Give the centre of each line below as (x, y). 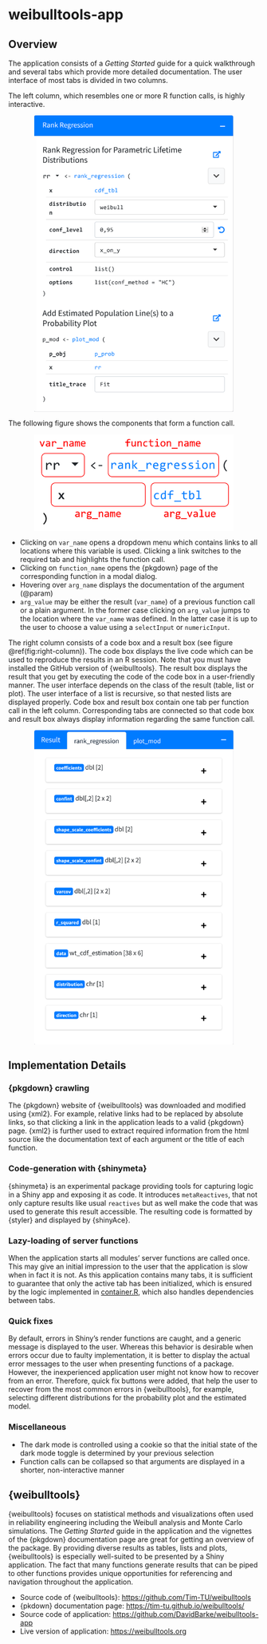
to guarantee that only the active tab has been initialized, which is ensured (130, 1284)
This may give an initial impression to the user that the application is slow (128, 1266)
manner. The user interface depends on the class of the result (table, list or (132, 685)
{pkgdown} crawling (49, 1088)
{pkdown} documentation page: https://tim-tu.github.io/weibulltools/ (132, 1606)
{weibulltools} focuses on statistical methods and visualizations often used (131, 1514)
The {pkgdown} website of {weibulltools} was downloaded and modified (127, 1105)
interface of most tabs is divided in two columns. (88, 80)
